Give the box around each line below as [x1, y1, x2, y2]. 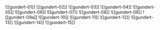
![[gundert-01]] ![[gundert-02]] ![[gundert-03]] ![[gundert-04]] [5, 4, 132, 10]
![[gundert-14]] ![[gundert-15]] [14, 19, 76, 25]
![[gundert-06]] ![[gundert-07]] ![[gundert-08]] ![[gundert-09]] [14, 9, 142, 15]
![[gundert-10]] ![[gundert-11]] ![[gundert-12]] [38, 15, 130, 20]
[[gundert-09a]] [5, 15, 38, 20]
